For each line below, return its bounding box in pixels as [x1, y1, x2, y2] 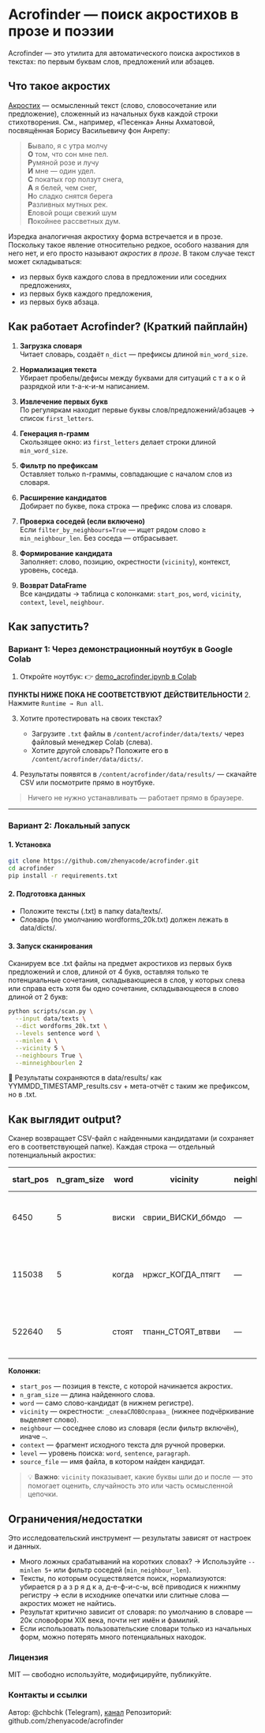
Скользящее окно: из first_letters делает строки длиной [19, 437, 217, 446]
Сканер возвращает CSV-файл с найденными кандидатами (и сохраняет [8, 1134, 255, 1143]
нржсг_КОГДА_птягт [142, 1269, 221, 1280]
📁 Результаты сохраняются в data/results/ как [8, 1073, 162, 1083]
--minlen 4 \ [15, 1037, 58, 1045]
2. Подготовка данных [8, 889, 86, 898]
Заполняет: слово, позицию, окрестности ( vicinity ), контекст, [19, 557, 231, 566]
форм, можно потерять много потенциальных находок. [19, 1632, 207, 1642]
